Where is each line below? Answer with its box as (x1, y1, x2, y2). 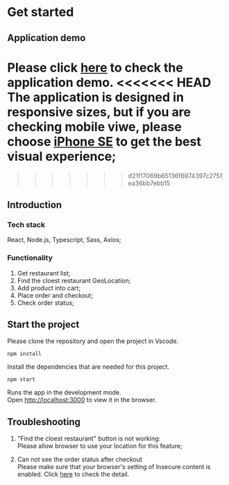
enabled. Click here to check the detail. (17, 470, 130, 479)
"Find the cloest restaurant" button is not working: (17, 434, 161, 443)
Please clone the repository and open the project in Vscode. (7, 337, 179, 345)
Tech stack (7, 220, 45, 230)
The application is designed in (7, 89, 184, 105)
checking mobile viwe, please (7, 119, 182, 134)
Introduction (7, 199, 62, 211)
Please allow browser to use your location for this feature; (17, 442, 183, 450)
